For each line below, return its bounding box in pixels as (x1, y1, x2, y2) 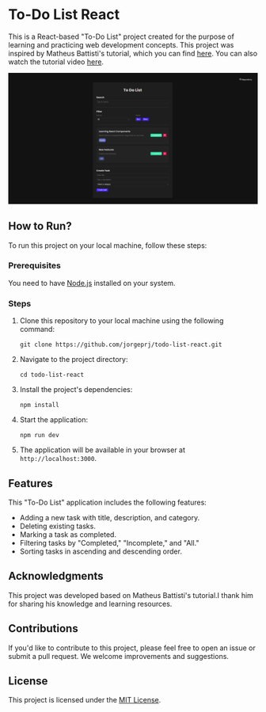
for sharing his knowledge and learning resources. (8, 599, 173, 608)
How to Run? (8, 219, 73, 233)
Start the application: (19, 415, 89, 425)
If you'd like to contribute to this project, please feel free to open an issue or (8, 643, 256, 653)
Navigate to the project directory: (19, 355, 128, 364)
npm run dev (19, 432, 59, 440)
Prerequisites (8, 260, 61, 271)
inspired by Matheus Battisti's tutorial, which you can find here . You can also (8, 48, 258, 58)
